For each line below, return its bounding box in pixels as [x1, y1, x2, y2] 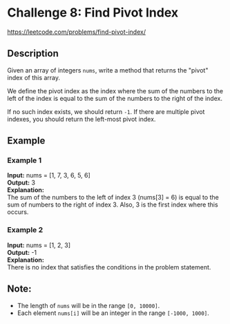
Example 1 [7, 155, 42, 165]
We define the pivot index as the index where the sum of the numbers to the [7, 86, 224, 95]
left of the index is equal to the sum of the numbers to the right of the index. [7, 94, 223, 102]
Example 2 [7, 225, 44, 235]
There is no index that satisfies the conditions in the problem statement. [7, 263, 211, 271]
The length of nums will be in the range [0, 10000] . [17, 301, 160, 309]
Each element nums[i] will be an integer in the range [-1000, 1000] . [17, 309, 209, 317]
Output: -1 [7, 248, 37, 256]
